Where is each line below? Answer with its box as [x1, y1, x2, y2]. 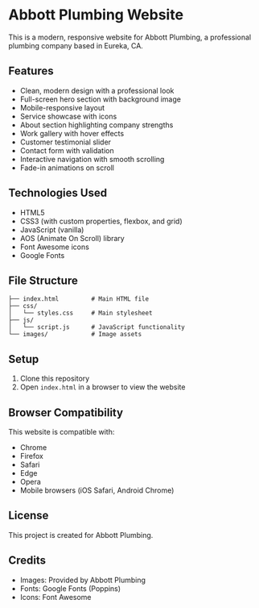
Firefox [19, 452, 44, 460]
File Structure [8, 273, 78, 287]
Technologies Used [8, 186, 107, 200]
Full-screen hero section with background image [19, 94, 181, 104]
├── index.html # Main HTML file [8, 295, 150, 303]
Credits [8, 554, 47, 568]
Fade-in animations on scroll [19, 163, 115, 173]
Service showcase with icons [19, 111, 117, 121]
